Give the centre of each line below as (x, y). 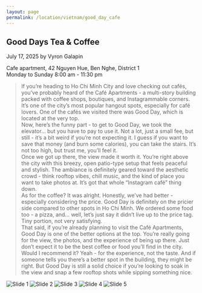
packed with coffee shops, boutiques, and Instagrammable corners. (106, 99)
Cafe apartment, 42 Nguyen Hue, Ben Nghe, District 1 (73, 68)
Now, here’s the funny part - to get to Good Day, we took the (96, 125)
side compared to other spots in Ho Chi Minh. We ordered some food (107, 208)
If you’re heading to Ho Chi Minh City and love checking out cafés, (104, 86)
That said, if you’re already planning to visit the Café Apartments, (102, 228)
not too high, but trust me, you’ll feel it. (69, 150)
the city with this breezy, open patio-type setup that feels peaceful (104, 163)
